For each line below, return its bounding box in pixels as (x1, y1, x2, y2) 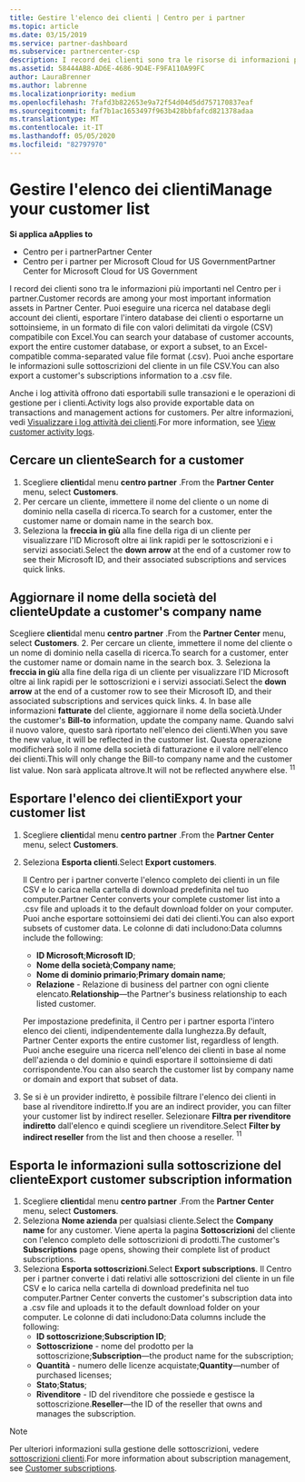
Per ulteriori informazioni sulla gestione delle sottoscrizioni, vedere (9, 1444, 260, 1455)
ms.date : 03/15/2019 (9, 30, 88, 39)
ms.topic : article (9, 22, 79, 31)
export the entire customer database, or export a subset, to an (9, 341, 242, 352)
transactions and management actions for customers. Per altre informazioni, (9, 406, 294, 418)
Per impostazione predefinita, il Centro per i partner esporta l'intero (22, 1015, 275, 1027)
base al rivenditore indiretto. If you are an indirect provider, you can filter (22, 1100, 292, 1111)
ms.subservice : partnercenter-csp (9, 47, 141, 56)
